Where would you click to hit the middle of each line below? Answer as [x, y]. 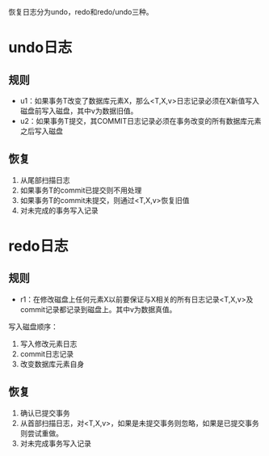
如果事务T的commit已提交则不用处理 [81, 190]
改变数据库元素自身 [52, 364]
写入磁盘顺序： [33, 327]
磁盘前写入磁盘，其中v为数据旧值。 [79, 111]
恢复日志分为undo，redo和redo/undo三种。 [81, 12]
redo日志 [38, 246]
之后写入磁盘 [41, 131]
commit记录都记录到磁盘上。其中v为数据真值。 [98, 309]
